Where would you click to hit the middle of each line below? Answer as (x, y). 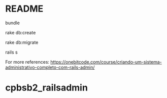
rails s (11, 52)
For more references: (27, 62)
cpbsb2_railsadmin (46, 88)
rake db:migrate (22, 42)
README (24, 9)
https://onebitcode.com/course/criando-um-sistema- (106, 62)
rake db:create (21, 32)
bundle (13, 23)
